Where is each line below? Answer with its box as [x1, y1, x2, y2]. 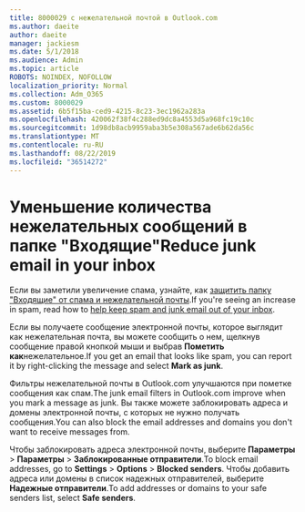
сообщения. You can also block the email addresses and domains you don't [9, 416, 293, 428]
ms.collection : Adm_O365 [9, 89, 104, 98]
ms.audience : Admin [9, 56, 84, 65]
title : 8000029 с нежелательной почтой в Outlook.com [9, 13, 219, 23]
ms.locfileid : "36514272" [9, 157, 107, 167]
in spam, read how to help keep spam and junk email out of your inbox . [9, 304, 276, 315]
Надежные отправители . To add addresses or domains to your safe [9, 483, 267, 494]
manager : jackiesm [9, 38, 79, 48]
